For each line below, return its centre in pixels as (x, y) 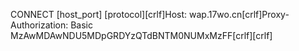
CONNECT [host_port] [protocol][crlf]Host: (99, 14)
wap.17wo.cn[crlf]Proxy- (239, 14)
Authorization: (39, 25)
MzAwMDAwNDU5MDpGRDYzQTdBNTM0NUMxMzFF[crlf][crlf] (141, 35)
